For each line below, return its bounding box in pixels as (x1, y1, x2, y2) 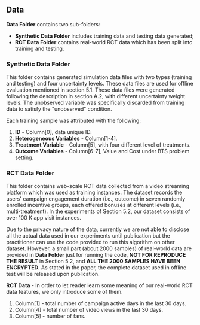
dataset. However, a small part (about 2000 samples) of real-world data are (6, 245, 192, 252)
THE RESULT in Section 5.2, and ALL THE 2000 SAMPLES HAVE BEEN (6, 257, 181, 265)
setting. (14, 154, 34, 161)
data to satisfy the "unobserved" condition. (6, 105, 112, 113)
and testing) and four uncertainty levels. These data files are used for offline (6, 80, 194, 87)
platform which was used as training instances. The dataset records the (6, 189, 183, 196)
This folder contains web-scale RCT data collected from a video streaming (6, 183, 190, 190)
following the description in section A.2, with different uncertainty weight (6, 93, 186, 100)
